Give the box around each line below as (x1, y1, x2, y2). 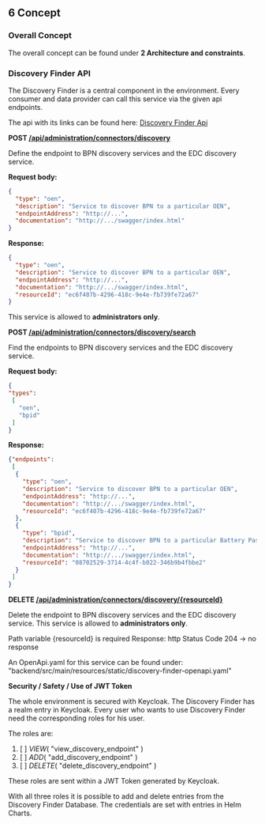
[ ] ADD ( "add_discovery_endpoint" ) (19, 753, 138, 762)
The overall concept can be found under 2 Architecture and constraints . (8, 47, 246, 58)
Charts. (8, 808, 32, 818)
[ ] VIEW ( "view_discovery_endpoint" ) (19, 744, 144, 754)
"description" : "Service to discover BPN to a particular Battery (22, 537, 245, 545)
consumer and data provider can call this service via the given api (8, 94, 222, 104)
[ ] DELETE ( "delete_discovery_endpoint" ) (19, 761, 157, 770)
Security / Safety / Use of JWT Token (8, 682, 132, 691)
